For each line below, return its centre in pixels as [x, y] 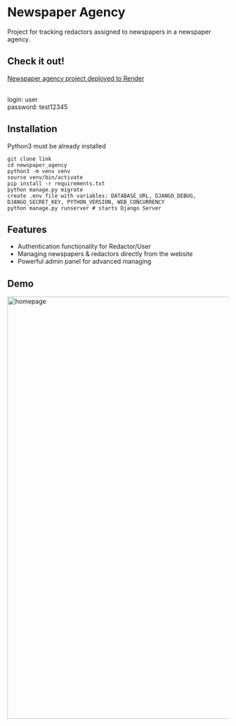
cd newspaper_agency [38, 165]
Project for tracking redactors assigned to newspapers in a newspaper [109, 32]
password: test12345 [38, 107]
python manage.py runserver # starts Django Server [84, 208]
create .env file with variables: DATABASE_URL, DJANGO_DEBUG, [102, 196]
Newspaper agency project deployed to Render [76, 78]
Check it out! [36, 62]
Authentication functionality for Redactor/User [84, 246]
